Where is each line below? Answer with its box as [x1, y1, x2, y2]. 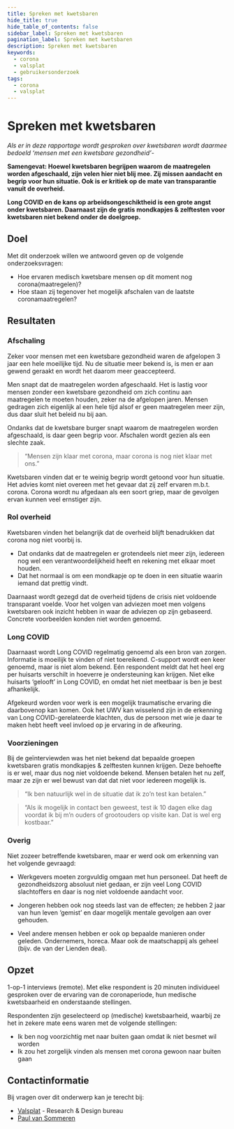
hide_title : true [7, 17, 58, 24]
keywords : [7, 50, 36, 57]
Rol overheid [7, 512, 51, 522]
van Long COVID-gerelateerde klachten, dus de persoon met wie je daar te [7, 714, 222, 722]
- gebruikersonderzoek [13, 68, 80, 75]
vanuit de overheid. [7, 184, 65, 193]
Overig [7, 836, 31, 846]
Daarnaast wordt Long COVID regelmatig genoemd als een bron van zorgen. [7, 648, 227, 656]
